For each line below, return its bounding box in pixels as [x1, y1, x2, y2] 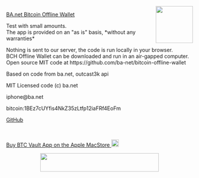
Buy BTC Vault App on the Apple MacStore [6, 141, 110, 148]
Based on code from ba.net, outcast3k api [6, 70, 109, 77]
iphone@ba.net [6, 93, 44, 100]
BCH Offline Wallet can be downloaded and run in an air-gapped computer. [6, 53, 190, 60]
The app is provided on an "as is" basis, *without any [6, 29, 136, 35]
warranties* [6, 35, 35, 42]
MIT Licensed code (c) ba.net [6, 82, 78, 89]
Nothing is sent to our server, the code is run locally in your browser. [6, 47, 174, 53]
